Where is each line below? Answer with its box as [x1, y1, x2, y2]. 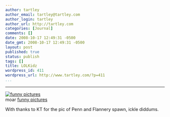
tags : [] [5, 59, 24, 64]
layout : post [5, 45, 33, 50]
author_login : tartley [5, 17, 53, 22]
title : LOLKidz [5, 63, 37, 68]
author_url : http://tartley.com [5, 21, 73, 27]
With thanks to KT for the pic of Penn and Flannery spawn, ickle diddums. [5, 106, 159, 112]
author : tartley [5, 7, 39, 13]
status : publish [5, 54, 39, 59]
